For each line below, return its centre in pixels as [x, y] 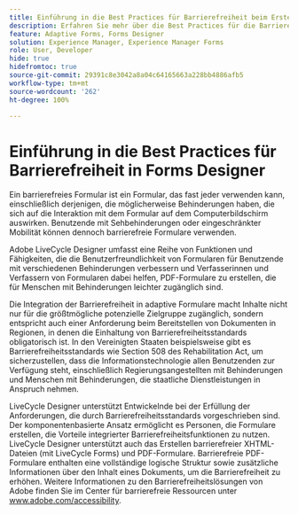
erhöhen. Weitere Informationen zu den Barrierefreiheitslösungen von [136, 482]
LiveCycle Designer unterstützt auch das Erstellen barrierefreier [125, 444]
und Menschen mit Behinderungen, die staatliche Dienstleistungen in [135, 380]
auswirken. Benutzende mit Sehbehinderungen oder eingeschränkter [135, 223]
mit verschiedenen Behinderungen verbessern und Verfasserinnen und [139, 269]
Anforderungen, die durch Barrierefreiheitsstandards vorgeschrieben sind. [145, 416]
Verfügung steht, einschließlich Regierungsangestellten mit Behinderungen [146, 370]
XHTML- [259, 444]
